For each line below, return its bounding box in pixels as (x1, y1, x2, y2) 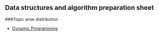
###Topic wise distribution (5, 16, 58, 22)
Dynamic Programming (12, 26, 58, 31)
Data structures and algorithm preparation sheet (5, 4, 154, 12)
